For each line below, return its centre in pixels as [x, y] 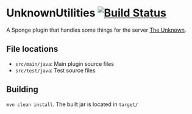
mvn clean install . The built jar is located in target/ [72, 104]
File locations [32, 49]
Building [22, 89]
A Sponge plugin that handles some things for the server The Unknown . [96, 30]
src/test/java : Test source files [55, 70]
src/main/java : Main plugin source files [65, 63]
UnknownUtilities [51, 13]
